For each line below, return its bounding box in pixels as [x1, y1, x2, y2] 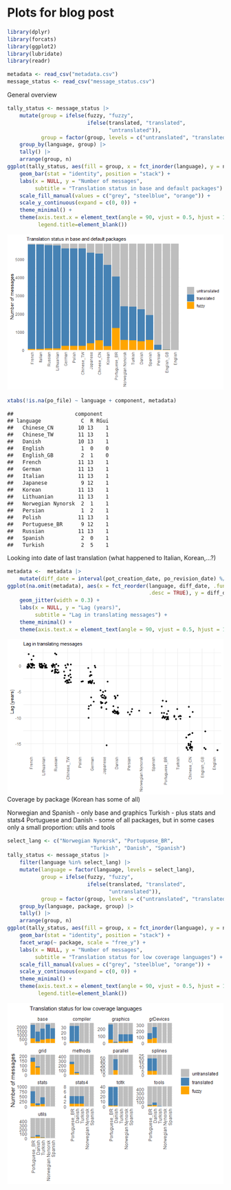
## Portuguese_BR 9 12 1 [7, 521, 109, 528]
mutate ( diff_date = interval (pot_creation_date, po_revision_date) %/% [19, 575, 229, 582]
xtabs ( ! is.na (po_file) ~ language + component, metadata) [7, 397, 177, 404]
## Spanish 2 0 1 [7, 535, 109, 542]
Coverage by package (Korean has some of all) [7, 795, 141, 803]
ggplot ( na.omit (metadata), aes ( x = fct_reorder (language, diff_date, [7, 582, 211, 589]
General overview [7, 91, 57, 99]
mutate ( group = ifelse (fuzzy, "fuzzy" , [19, 112, 134, 119]
